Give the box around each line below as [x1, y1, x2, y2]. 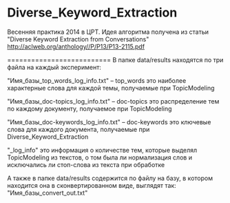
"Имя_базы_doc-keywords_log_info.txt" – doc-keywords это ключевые [7, 117, 211, 126]
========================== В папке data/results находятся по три [7, 55, 224, 64]
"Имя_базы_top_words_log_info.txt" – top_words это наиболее [7, 76, 187, 84]
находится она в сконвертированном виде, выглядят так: [7, 181, 177, 189]
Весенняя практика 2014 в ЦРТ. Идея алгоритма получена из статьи [7, 28, 209, 36]
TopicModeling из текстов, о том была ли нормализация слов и [7, 153, 193, 162]
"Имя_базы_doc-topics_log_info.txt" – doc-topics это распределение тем [7, 97, 220, 105]
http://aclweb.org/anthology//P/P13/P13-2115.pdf [7, 42, 145, 50]
